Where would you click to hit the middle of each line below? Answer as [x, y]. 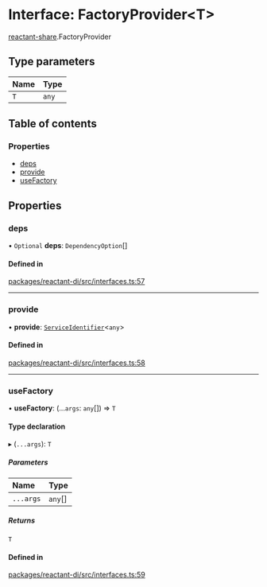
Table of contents [52, 124]
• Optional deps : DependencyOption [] [68, 246]
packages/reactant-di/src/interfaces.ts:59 [77, 575]
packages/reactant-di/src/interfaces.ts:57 [77, 282]
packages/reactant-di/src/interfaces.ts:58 [77, 363]
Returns [22, 520]
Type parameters [52, 62]
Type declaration [37, 426]
